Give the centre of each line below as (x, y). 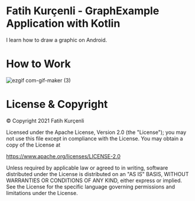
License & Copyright (57, 104)
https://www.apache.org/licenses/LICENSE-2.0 (64, 156)
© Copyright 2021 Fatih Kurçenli (45, 120)
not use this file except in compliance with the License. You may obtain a (95, 138)
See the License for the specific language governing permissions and (91, 186)
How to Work (38, 64)
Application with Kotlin (63, 23)
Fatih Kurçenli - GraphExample (83, 11)
